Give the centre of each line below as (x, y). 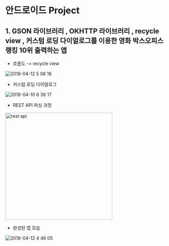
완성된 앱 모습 (26, 228)
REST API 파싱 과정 (32, 105)
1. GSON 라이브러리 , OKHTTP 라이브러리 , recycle (82, 31)
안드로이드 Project (43, 11)
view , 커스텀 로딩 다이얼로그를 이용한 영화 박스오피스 (84, 41)
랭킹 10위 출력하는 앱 (36, 50)
